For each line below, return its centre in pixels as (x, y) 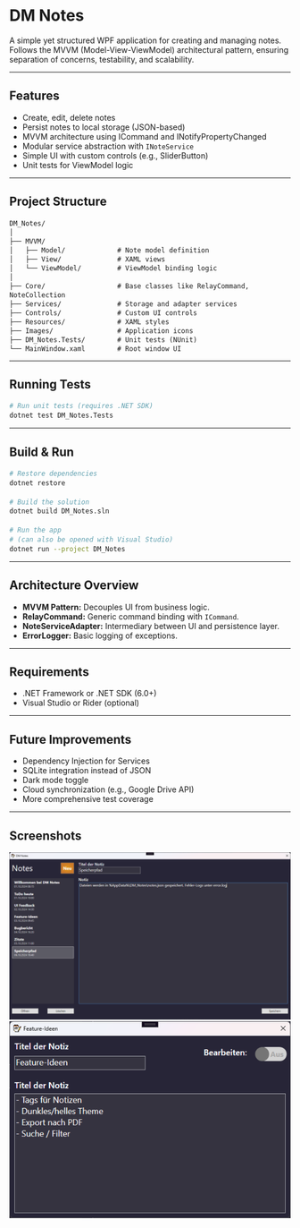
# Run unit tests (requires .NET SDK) (81, 406)
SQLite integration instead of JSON (87, 771)
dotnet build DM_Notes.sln (59, 511)
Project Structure (58, 202)
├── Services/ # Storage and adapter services (124, 304)
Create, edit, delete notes (69, 117)
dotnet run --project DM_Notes (67, 549)
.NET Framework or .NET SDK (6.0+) (89, 694)
